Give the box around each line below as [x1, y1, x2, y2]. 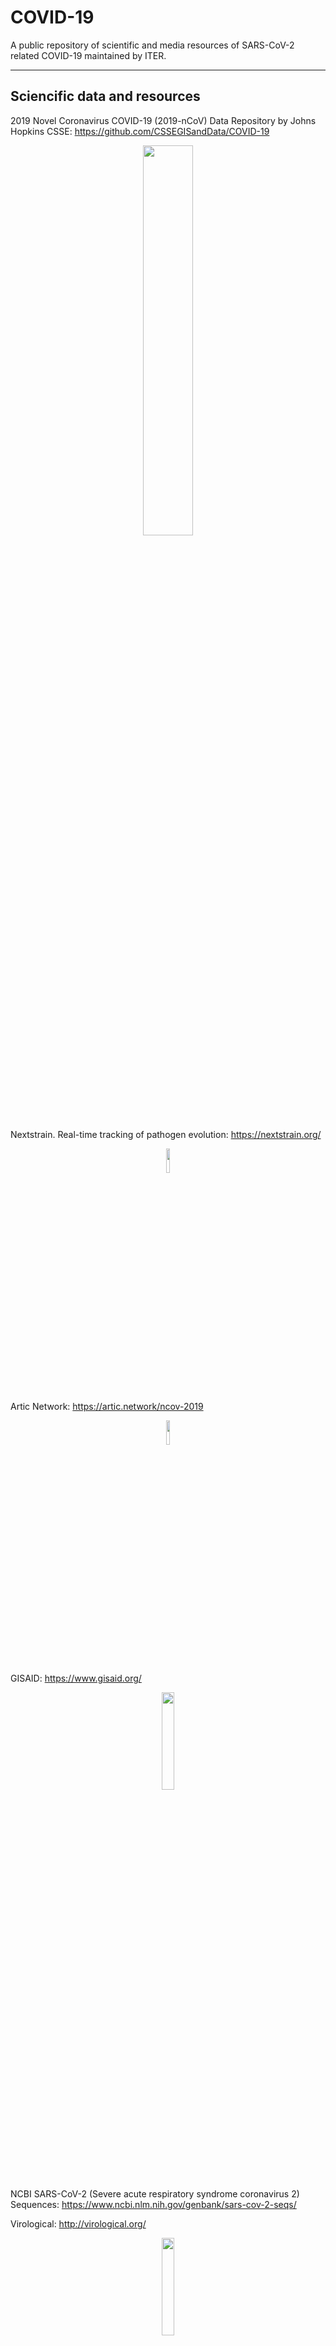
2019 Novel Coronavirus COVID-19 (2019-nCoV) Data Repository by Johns [10, 114, 317, 126]
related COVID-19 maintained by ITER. [10, 49, 167, 61]
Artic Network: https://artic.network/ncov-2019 [10, 1400, 204, 1412]
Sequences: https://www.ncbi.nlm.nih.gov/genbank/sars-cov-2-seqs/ [10, 2198, 297, 2210]
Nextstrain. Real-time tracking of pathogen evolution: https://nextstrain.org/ [10, 1128, 322, 1140]
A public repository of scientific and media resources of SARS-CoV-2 [10, 39, 295, 51]
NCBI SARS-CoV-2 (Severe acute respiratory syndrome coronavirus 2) [10, 2187, 300, 2200]
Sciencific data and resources [10, 88, 201, 105]
